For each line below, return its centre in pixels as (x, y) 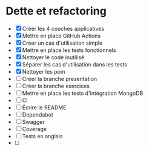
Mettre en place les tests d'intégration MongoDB (83, 93)
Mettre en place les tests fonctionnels (69, 50)
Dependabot (38, 114)
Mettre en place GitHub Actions (61, 36)
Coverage (34, 129)
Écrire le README (44, 108)
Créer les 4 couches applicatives (63, 28)
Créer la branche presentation (60, 79)
